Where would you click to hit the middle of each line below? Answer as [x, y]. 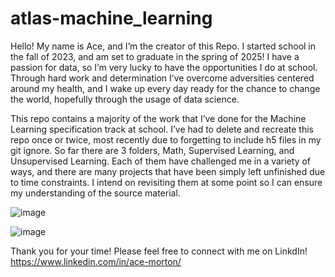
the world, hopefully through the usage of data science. [125, 99]
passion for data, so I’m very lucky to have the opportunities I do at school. [164, 67]
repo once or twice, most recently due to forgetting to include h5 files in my [166, 139]
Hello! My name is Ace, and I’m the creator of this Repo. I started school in [163, 46]
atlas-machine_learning [111, 18]
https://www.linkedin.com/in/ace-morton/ [96, 261]
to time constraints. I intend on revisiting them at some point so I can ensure [166, 182]
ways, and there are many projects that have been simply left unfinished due [168, 171]
